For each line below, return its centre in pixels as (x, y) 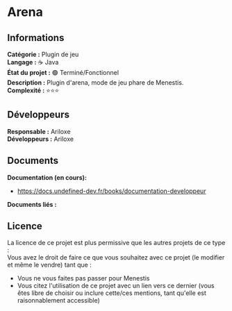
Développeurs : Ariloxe (41, 139)
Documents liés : (32, 204)
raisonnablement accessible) (59, 301)
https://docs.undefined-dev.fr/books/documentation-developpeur (111, 191)
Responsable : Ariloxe (39, 131)
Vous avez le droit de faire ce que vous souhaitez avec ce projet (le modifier (116, 258)
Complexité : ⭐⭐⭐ (33, 90)
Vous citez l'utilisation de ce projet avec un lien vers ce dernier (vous (116, 286)
